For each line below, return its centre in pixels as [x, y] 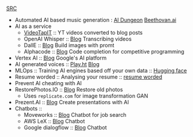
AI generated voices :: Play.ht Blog [57, 64]
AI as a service [33, 26]
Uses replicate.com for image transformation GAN [86, 96]
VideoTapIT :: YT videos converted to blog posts [83, 33]
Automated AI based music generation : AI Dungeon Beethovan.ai [95, 20]
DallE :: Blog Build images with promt [69, 45]
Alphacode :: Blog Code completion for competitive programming [104, 52]
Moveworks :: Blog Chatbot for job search [75, 115]
